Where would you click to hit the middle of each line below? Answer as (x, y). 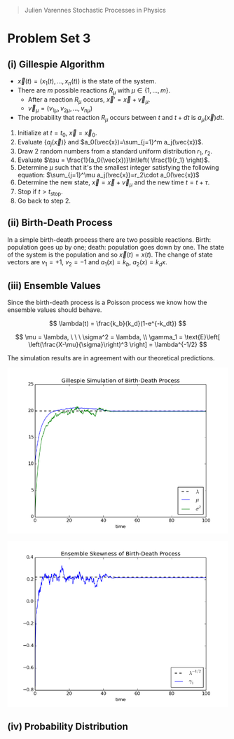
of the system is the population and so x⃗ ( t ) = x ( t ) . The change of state (110, 255)
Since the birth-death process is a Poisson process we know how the (107, 303)
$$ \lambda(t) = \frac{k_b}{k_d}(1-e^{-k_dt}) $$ (118, 324)
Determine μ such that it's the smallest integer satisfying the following (118, 168)
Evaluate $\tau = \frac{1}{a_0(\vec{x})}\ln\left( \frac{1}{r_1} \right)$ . (113, 160)
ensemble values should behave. (55, 310)
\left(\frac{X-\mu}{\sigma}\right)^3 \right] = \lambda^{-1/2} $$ (118, 345)
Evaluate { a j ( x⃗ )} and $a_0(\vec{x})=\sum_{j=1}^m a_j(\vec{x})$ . (110, 143)
